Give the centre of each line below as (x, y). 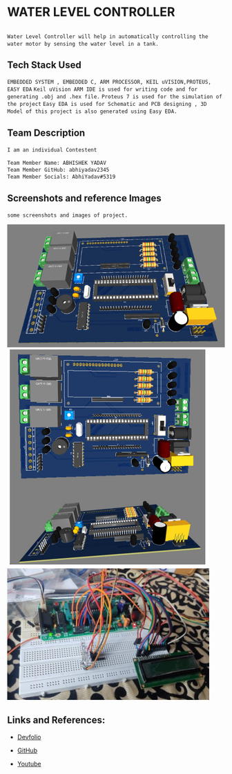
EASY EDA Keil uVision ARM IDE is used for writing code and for (103, 90)
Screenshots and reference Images (84, 198)
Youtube (29, 764)
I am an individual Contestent (52, 150)
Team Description (46, 133)
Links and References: (56, 720)
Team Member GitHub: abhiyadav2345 (58, 170)
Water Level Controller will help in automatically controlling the (108, 36)
